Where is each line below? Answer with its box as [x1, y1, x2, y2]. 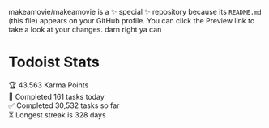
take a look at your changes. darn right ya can [8, 24, 162, 34]
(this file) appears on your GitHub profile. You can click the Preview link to [8, 16, 255, 25]
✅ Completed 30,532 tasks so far [8, 100, 120, 110]
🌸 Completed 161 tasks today [8, 92, 105, 101]
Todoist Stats [8, 53, 100, 71]
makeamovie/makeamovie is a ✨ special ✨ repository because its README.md [8, 7, 262, 16]
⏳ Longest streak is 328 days [8, 109, 107, 120]
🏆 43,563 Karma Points [8, 80, 89, 90]
